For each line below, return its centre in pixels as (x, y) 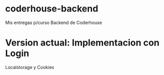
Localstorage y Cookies (30, 67)
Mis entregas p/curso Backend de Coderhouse (54, 22)
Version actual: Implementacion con (83, 43)
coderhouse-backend (52, 9)
